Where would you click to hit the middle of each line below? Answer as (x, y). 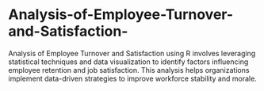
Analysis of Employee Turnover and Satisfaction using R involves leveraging (132, 53)
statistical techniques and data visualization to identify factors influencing (128, 62)
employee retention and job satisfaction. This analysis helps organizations (129, 70)
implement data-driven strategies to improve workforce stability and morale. (133, 78)
